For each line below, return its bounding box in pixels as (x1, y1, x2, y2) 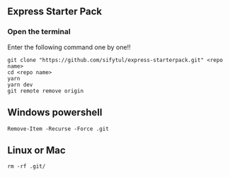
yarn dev (7, 81, 33, 88)
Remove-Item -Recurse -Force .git (7, 125, 110, 133)
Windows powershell (7, 106, 103, 118)
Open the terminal (7, 27, 71, 37)
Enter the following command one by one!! (7, 42, 131, 51)
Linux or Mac (7, 144, 66, 156)
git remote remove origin (7, 87, 84, 94)
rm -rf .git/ (7, 163, 46, 170)
